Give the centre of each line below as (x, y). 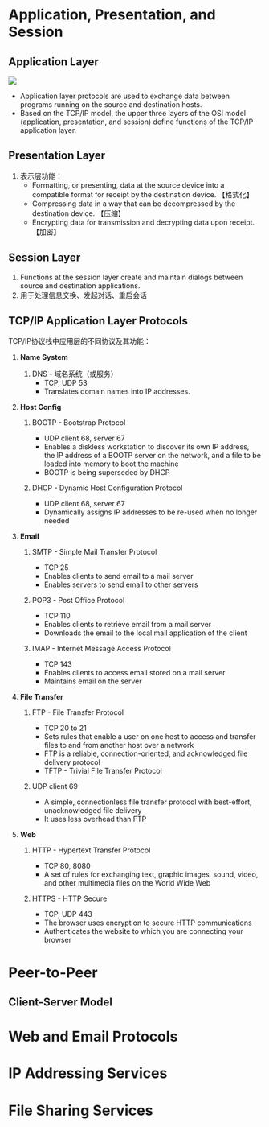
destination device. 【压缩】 (79, 213)
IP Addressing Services (88, 1073)
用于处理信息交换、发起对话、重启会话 (83, 295)
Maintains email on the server (93, 681)
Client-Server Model (60, 1003)
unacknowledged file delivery (93, 811)
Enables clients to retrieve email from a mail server (127, 625)
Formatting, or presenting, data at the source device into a (128, 185)
